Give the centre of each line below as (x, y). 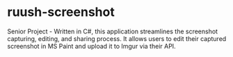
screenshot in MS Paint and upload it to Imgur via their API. (91, 46)
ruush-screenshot (61, 12)
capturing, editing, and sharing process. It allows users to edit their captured (117, 38)
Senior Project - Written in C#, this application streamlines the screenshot (112, 31)
